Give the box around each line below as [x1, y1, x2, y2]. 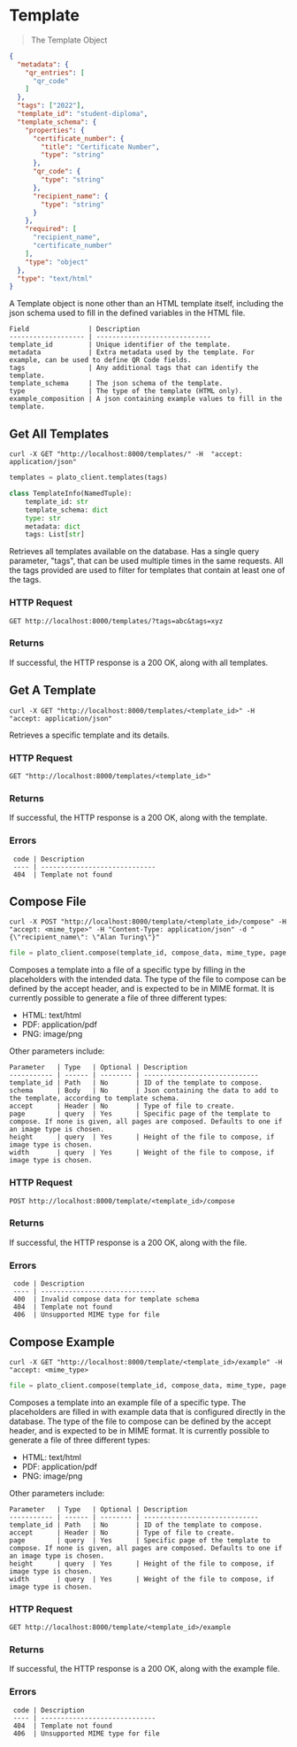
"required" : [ [25, 225, 77, 234]
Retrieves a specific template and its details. [9, 730, 170, 740]
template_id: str [25, 497, 89, 506]
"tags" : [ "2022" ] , [17, 101, 86, 111]
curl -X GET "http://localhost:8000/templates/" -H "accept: [9, 450, 243, 459]
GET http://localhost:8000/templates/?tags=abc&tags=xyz [9, 616, 224, 625]
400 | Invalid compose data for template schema [12, 1295, 200, 1304]
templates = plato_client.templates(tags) [9, 473, 168, 483]
